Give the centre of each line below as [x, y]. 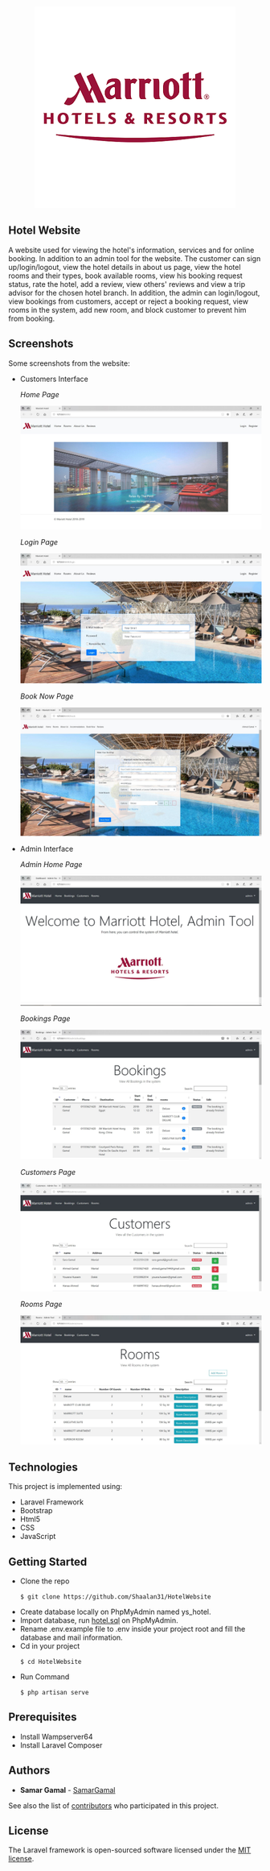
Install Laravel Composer [61, 1745]
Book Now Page [47, 696]
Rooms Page [41, 1304]
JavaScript [38, 1537]
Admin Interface [47, 848]
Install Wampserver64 [57, 1736]
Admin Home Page [51, 864]
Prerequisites [43, 1718]
